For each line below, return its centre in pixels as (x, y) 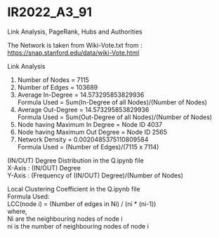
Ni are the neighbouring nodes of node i (65, 219)
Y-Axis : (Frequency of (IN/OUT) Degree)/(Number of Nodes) (95, 175)
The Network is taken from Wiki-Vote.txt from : (75, 45)
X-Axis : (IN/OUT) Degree (44, 168)
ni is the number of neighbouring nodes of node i (78, 226)
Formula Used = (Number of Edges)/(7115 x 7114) (88, 147)
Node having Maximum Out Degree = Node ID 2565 (92, 132)
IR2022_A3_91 (50, 12)
